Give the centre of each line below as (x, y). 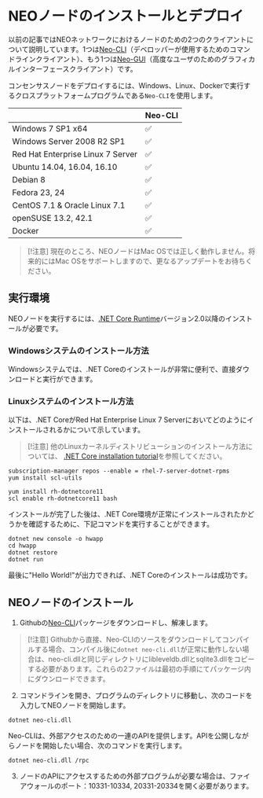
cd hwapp (22, 546)
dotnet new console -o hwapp (56, 539)
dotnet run (26, 560)
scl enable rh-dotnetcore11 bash (63, 499)
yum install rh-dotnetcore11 (56, 492)
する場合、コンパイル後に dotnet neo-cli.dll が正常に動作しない (138, 649)
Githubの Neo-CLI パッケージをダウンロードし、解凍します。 (116, 623)
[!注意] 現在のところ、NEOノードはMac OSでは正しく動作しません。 (138, 251)
